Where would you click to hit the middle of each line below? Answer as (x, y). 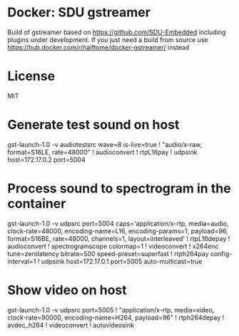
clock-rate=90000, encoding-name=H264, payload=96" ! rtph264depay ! (116, 317)
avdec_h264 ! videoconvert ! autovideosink (71, 325)
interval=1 (22, 261)
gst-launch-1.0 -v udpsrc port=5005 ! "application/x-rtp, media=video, (111, 310)
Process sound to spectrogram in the (119, 188)
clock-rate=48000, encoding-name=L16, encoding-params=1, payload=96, (118, 231)
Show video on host (67, 290)
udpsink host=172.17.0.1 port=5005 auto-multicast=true (122, 261)
